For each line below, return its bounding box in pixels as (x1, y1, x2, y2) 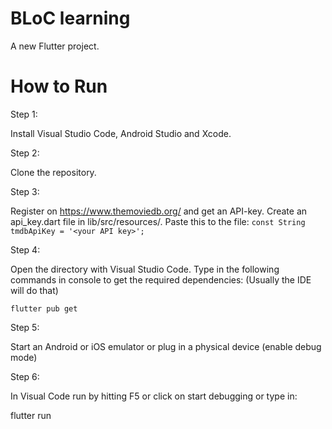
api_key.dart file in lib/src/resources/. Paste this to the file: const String (10, 215, 306, 227)
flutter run (10, 409, 52, 421)
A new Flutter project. (10, 40, 100, 52)
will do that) (10, 284, 59, 296)
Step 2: (10, 147, 40, 159)
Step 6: (10, 370, 40, 382)
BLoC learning (10, 7, 131, 30)
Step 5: (10, 321, 40, 333)
